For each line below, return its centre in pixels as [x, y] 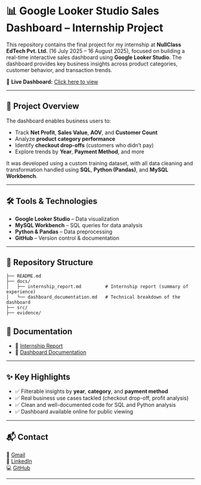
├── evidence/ [24, 313]
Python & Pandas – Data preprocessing [63, 231]
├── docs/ [19, 282]
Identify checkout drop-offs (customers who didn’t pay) [84, 145]
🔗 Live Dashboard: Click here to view [52, 82]
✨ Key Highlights [38, 377]
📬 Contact [27, 437]
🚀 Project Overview [43, 106]
